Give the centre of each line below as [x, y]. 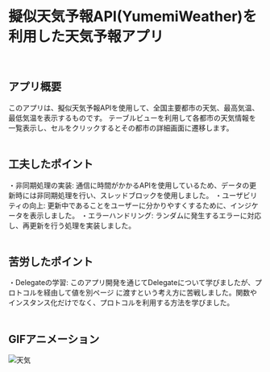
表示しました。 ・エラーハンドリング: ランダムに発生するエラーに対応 [145, 215]
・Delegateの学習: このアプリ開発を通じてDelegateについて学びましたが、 [132, 283]
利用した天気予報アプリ [86, 37]
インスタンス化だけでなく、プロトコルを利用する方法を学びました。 [121, 303]
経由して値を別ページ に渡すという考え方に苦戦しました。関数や [150, 293]
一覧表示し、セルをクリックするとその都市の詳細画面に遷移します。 [121, 128]
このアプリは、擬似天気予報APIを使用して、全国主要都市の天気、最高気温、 [134, 107]
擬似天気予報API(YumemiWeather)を [133, 17]
